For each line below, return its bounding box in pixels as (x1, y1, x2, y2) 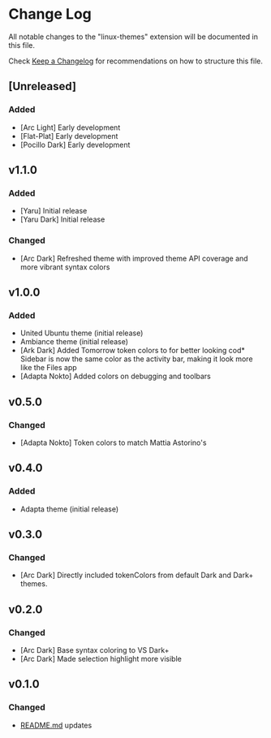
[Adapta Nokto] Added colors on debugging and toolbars (19, 371, 211, 382)
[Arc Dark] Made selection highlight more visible (19, 654, 183, 664)
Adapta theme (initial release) (19, 504, 119, 514)
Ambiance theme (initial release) (19, 337, 128, 347)
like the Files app (19, 363, 77, 373)
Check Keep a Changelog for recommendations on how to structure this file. (8, 56, 264, 66)
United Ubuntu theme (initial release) (19, 328, 144, 338)
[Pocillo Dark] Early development (19, 140, 131, 149)
